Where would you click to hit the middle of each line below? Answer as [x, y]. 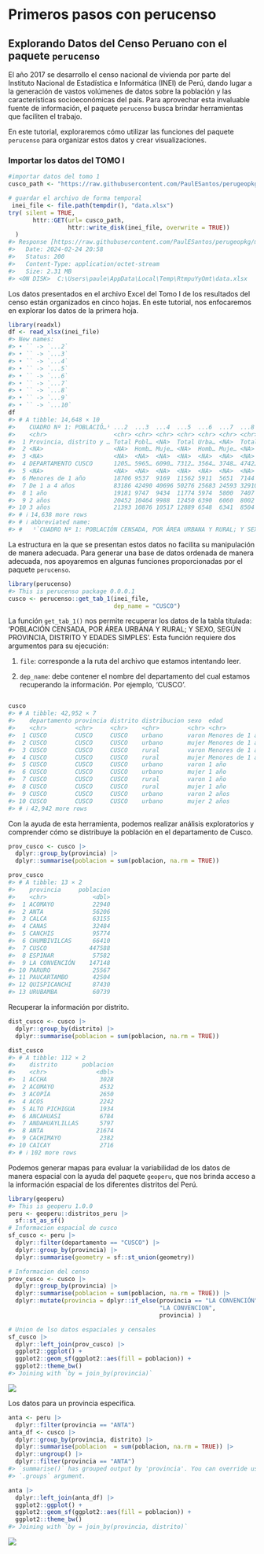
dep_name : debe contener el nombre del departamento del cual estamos [134, 676]
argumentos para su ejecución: [58, 646]
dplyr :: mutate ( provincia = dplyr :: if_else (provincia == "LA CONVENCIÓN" [137, 1301]
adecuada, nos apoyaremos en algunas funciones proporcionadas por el [126, 561]
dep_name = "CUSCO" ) [147, 606]
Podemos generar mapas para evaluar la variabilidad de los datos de [119, 1167]
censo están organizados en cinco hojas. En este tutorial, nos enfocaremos [130, 302]
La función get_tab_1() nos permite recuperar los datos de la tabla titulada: [130, 621]
